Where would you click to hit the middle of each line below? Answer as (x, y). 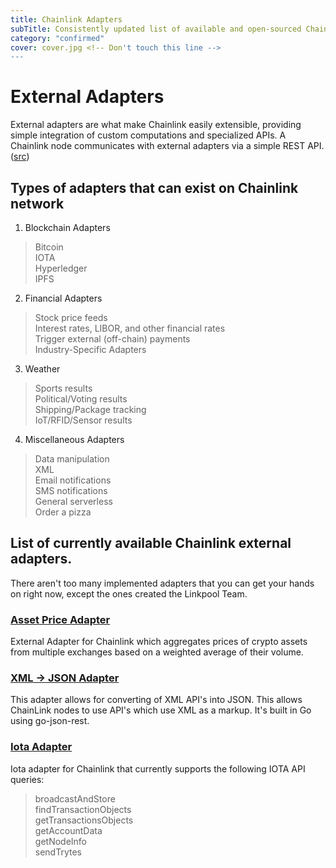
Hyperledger (61, 268)
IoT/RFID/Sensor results (83, 420)
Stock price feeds (71, 317)
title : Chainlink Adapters (66, 19)
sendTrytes (58, 852)
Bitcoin (49, 247)
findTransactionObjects (83, 809)
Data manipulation (72, 459)
